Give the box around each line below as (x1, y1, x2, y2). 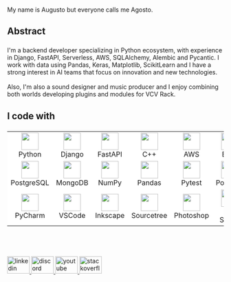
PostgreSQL (10, 178, 49, 188)
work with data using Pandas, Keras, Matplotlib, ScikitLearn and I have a (7, 61, 212, 69)
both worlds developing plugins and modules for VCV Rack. (7, 90, 176, 99)
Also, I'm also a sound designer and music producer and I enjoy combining (7, 83, 219, 91)
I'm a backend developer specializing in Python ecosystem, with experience (7, 46, 223, 54)
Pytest (181, 178, 202, 188)
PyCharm (14, 210, 45, 220)
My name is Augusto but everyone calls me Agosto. (7, 6, 153, 14)
